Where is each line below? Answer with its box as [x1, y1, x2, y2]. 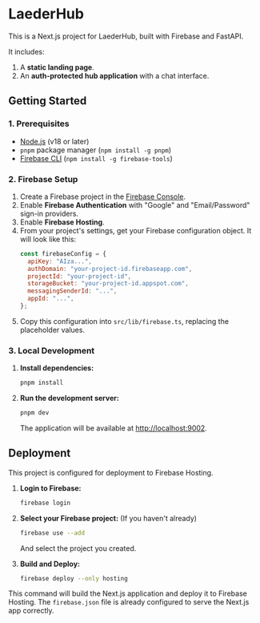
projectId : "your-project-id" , [27, 272, 132, 281]
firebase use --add [19, 528, 86, 537]
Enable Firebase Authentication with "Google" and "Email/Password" [19, 200, 250, 209]
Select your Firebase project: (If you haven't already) [19, 513, 198, 523]
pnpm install [19, 378, 64, 387]
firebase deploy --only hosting [19, 574, 128, 582]
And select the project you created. [19, 543, 137, 553]
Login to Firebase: [19, 483, 82, 493]
